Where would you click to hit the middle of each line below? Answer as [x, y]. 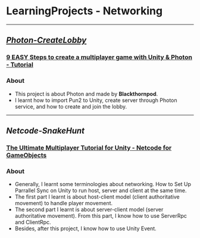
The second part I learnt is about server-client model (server [89, 209]
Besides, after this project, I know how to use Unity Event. [85, 228]
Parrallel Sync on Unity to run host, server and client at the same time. [101, 191]
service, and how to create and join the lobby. [71, 106]
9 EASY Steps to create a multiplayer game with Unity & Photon [99, 57]
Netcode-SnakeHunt [46, 130]
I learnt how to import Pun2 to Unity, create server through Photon [96, 100]
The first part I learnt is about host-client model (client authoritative [97, 197]
